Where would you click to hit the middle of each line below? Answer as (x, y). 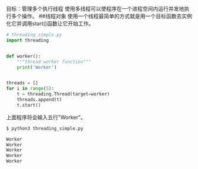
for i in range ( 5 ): (30, 89)
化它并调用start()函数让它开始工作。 (50, 23)
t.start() (29, 105)
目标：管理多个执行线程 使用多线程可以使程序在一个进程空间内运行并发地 (95, 9)
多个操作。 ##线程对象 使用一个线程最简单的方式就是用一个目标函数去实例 (102, 16)
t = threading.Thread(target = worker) (63, 94)
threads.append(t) (39, 100)
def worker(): (24, 56)
